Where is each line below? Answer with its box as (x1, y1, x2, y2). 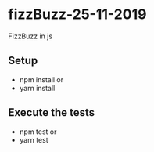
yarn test (19, 135, 48, 144)
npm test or (19, 127, 57, 136)
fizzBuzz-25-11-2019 (8, 5, 147, 24)
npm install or (19, 74, 64, 84)
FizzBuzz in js (8, 31, 53, 41)
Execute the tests (8, 106, 95, 119)
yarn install (19, 83, 56, 92)
